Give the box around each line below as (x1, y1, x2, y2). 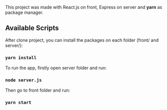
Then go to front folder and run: (5, 87, 70, 94)
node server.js (5, 77, 42, 83)
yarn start (5, 100, 31, 106)
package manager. (5, 9, 44, 15)
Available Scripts (5, 24, 59, 32)
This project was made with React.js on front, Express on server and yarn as (5, 4, 163, 10)
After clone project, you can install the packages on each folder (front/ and (5, 37, 159, 43)
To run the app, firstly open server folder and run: (5, 65, 107, 71)
